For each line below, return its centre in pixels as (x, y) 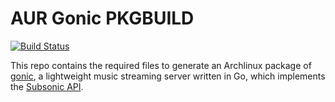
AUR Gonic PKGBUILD (102, 18)
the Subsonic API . (47, 86)
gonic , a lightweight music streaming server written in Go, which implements (168, 76)
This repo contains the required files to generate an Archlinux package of (161, 65)
